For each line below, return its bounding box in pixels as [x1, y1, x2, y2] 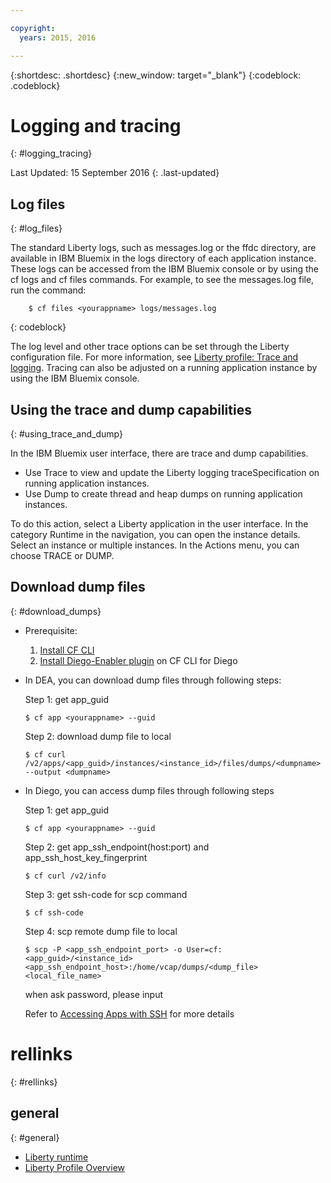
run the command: [10, 284, 87, 296]
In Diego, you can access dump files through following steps [24, 784, 275, 796]
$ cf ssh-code [24, 907, 84, 918]
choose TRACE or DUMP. [10, 550, 115, 562]
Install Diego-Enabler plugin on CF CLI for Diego [39, 654, 238, 666]
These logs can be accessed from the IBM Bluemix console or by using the [10, 263, 320, 275]
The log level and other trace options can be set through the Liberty [10, 341, 290, 353]
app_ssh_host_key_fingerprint [24, 851, 148, 863]
